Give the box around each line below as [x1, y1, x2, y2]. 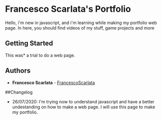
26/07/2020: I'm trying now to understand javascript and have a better [12, 98, 155, 104]
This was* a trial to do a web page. [5, 52, 75, 58]
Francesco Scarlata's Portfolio [5, 3, 131, 15]
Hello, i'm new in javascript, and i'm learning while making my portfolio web [5, 20, 158, 26]
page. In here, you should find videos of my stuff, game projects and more [5, 25, 155, 30]
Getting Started [5, 39, 53, 48]
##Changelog [5, 89, 33, 95]
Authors [5, 66, 31, 75]
